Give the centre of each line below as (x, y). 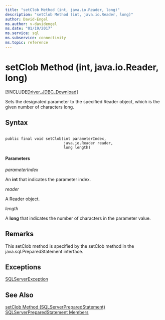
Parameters (18, 158)
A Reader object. (23, 199)
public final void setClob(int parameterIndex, (56, 138)
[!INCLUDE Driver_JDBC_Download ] (42, 92)
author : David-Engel (27, 19)
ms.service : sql (22, 33)
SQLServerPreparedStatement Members (47, 312)
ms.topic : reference (27, 43)
